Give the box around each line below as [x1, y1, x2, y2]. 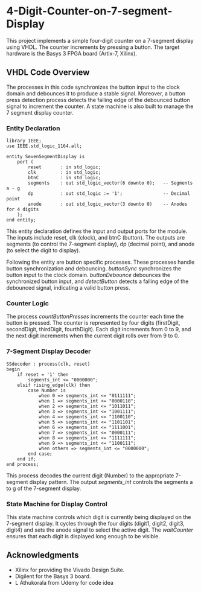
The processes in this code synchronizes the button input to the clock [6, 83, 180, 91]
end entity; [6, 217, 36, 223]
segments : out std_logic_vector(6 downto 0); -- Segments [28, 180, 193, 186]
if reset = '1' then [17, 371, 69, 378]
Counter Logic [6, 299, 49, 307]
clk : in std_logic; [28, 170, 101, 176]
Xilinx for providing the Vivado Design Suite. [14, 566, 125, 573]
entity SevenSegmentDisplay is [6, 154, 85, 160]
